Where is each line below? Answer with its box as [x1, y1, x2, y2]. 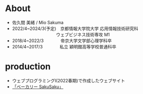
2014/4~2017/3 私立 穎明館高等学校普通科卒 [12, 44, 117, 49]
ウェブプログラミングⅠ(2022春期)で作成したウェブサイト [12, 78, 125, 83]
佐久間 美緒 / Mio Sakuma [12, 19, 64, 25]
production [5, 61, 51, 72]
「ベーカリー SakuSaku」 [12, 83, 64, 90]
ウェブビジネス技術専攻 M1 [55, 31, 110, 37]
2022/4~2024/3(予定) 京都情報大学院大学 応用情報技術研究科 [12, 25, 139, 31]
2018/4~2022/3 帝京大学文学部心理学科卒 [12, 37, 112, 44]
